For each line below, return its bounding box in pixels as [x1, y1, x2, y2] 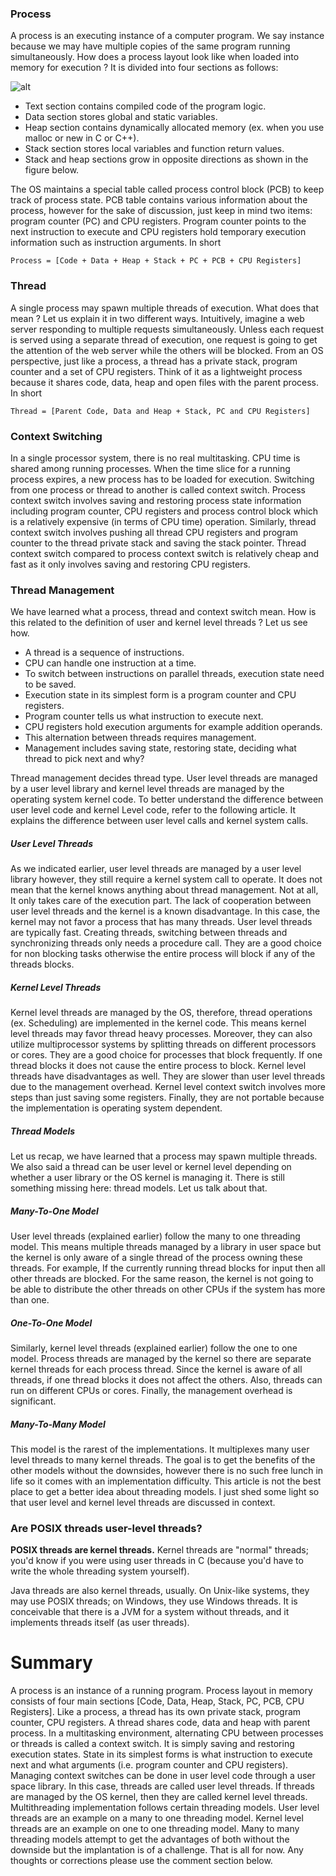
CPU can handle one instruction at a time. [24, 657, 197, 669]
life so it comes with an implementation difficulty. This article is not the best [10, 1475, 322, 1487]
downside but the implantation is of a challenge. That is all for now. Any [10, 1844, 304, 1856]
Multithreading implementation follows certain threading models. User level [10, 1802, 320, 1814]
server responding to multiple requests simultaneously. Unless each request [10, 323, 325, 335]
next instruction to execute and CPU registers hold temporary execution [10, 226, 307, 238]
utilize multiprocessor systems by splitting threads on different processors [10, 1038, 317, 1051]
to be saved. [24, 678, 77, 691]
